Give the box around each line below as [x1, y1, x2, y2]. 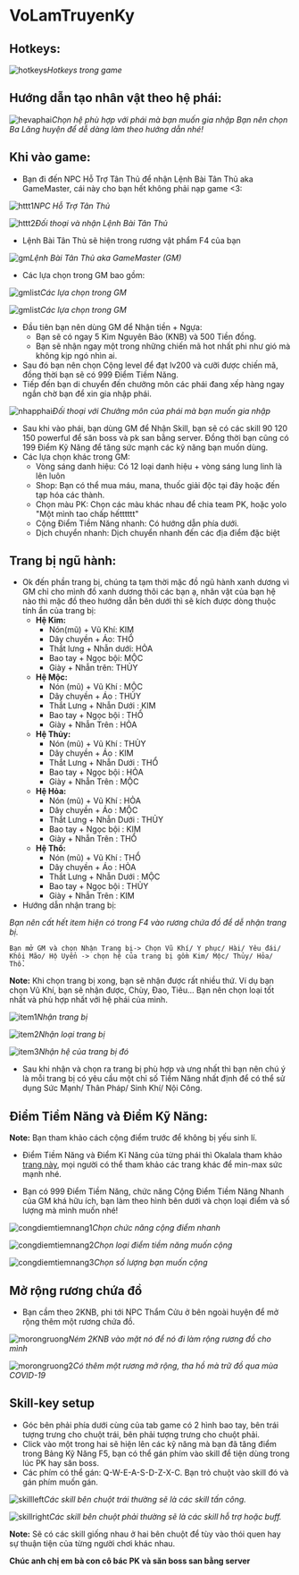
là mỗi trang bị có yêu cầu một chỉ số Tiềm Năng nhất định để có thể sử [21, 1073, 286, 1084]
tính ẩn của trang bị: [21, 605, 96, 616]
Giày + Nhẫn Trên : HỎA [48, 719, 137, 730]
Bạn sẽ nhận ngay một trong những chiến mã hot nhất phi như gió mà [35, 341, 291, 351]
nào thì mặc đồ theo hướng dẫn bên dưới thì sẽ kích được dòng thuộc [21, 596, 277, 606]
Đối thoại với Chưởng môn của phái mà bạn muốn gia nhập [52, 405, 270, 416]
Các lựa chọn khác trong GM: [21, 451, 131, 461]
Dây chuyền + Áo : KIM [48, 748, 134, 758]
